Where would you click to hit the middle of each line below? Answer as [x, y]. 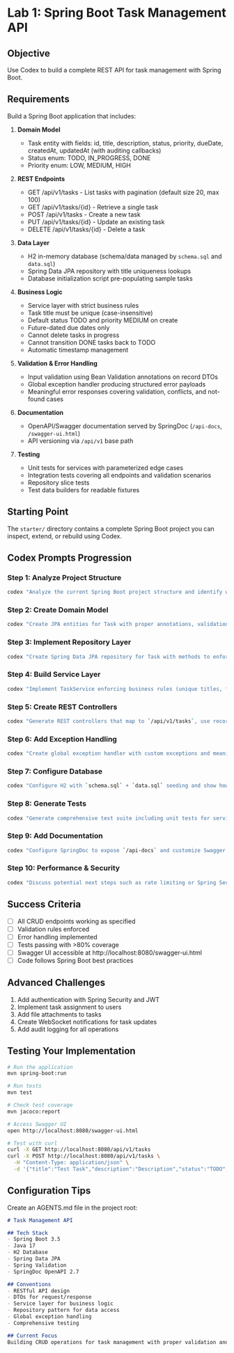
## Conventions [29, 1284]
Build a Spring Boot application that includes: [72, 116]
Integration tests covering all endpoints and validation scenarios [119, 475]
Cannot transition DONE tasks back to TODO [92, 342]
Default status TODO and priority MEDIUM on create [103, 320]
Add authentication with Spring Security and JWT [88, 999]
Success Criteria [44, 904]
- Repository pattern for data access [63, 1311]
